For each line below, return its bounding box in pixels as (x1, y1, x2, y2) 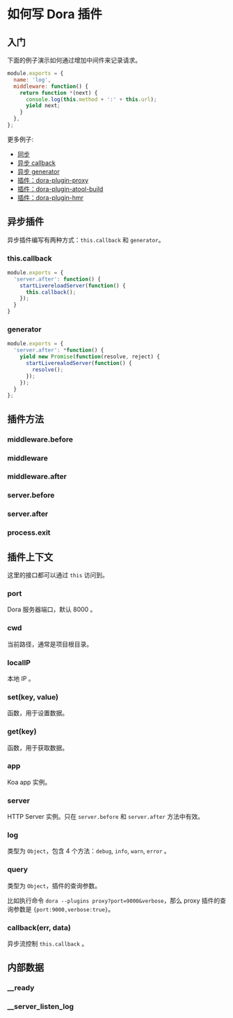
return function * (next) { (19, 89, 98, 96)
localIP (7, 657, 31, 667)
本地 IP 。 (7, 674, 35, 682)
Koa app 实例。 (7, 778, 51, 786)
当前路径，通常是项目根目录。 (7, 640, 93, 648)
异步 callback (17, 158, 56, 167)
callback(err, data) (7, 923, 71, 932)
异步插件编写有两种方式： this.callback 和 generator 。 (7, 235, 165, 244)
